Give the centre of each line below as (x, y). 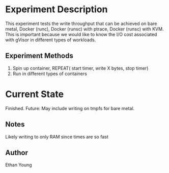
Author (17, 152)
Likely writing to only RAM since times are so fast (57, 137)
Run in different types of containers (50, 73)
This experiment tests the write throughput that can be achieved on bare (81, 23)
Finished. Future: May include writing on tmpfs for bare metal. (70, 108)
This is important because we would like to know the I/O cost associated (81, 34)
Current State (35, 94)
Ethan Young (19, 165)
